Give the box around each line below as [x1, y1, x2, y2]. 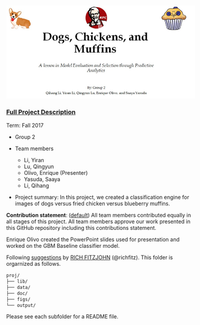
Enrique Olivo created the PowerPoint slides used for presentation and [6, 236, 180, 243]
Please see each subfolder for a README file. [6, 312, 119, 320]
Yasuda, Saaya [23, 175, 61, 183]
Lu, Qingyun [23, 163, 54, 170]
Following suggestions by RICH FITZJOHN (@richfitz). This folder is [6, 254, 173, 261]
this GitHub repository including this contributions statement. [6, 224, 157, 231]
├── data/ [6, 284, 31, 290]
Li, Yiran [23, 156, 44, 163]
